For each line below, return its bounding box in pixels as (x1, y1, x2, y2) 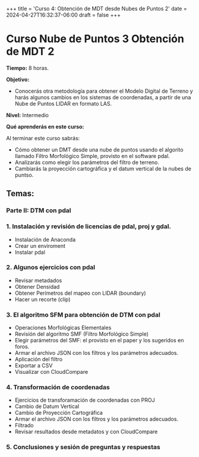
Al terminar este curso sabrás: (6, 134, 80, 141)
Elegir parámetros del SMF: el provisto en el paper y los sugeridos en (14, 337, 184, 344)
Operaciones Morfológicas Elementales (14, 324, 112, 332)
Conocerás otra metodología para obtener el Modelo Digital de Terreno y (14, 87, 193, 94)
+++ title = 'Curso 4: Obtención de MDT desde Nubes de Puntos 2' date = (6, 5, 187, 12)
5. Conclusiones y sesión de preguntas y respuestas (6, 443, 160, 451)
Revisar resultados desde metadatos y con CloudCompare (14, 428, 158, 436)
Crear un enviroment (14, 242, 66, 249)
